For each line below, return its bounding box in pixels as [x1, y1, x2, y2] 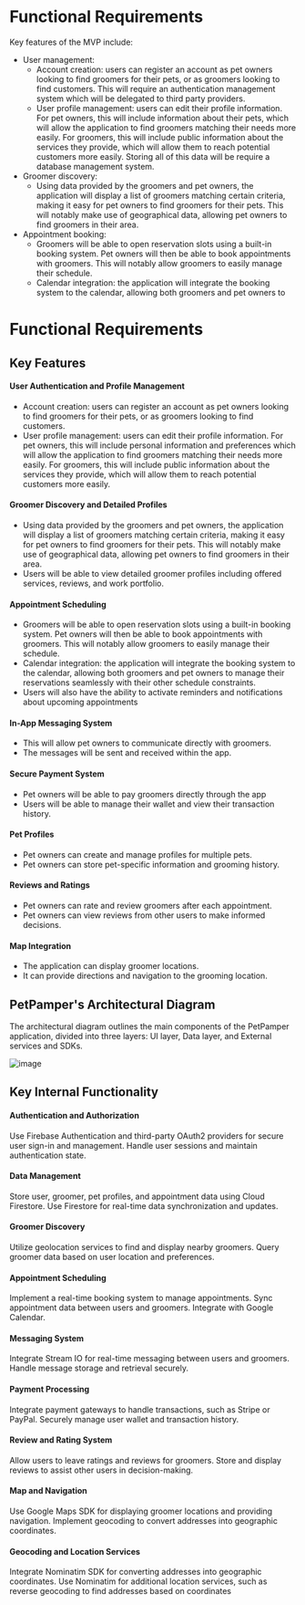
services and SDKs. [9, 1040, 84, 1051]
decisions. [22, 919, 62, 930]
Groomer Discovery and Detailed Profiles [9, 499, 168, 510]
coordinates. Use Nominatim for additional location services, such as [9, 1576, 268, 1587]
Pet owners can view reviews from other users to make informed [22, 910, 266, 921]
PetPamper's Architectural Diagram [9, 996, 216, 1012]
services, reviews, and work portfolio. [22, 578, 164, 589]
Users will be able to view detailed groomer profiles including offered [22, 568, 282, 578]
